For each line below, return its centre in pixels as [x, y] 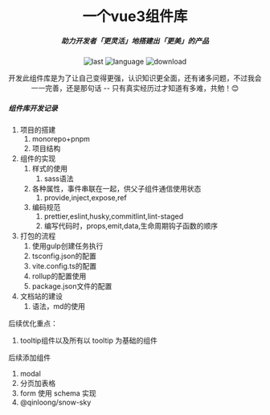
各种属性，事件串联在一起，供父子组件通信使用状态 [117, 189]
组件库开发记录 [33, 108]
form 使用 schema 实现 [58, 393]
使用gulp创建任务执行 [67, 246]
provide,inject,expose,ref [85, 198]
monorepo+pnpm [61, 139]
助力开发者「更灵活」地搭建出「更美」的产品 [135, 40]
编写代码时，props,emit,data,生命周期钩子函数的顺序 [131, 226]
